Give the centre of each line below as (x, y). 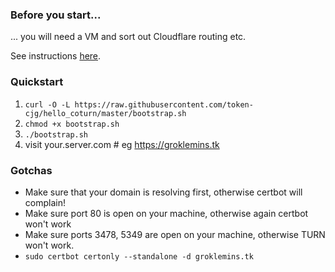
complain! (45, 202)
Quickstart (37, 82)
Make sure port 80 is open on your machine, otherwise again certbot (166, 213)
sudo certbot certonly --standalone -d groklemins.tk (139, 256)
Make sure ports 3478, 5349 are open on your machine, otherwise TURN (175, 234)
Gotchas (31, 170)
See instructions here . (56, 56)
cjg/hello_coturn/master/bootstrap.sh (105, 113)
